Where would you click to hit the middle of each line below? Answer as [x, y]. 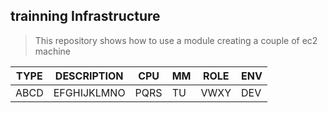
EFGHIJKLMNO [89, 92]
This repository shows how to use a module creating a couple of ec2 [176, 40]
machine [53, 51]
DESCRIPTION [89, 76]
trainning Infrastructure [85, 16]
